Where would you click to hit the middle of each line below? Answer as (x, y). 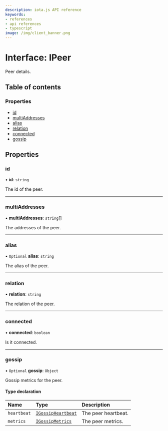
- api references (23, 24)
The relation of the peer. (30, 304)
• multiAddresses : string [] (33, 218)
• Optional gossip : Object (32, 371)
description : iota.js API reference (43, 10)
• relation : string (23, 294)
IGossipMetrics (54, 421)
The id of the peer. (24, 189)
